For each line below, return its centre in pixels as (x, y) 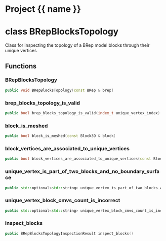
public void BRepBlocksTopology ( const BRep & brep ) (59, 90)
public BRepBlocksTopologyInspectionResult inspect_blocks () (69, 233)
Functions (21, 66)
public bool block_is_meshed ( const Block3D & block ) (61, 136)
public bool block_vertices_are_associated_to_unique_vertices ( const (78, 159)
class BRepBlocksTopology (62, 32)
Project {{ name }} (43, 9)
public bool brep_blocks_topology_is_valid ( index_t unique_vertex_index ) (83, 113)
